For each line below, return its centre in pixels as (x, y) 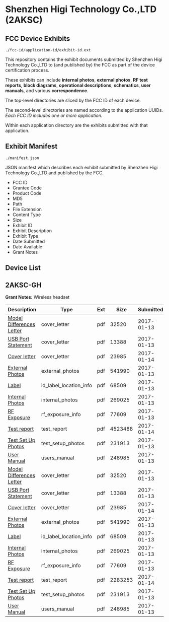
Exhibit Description (32, 231)
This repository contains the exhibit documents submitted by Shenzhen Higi (84, 59)
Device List (23, 268)
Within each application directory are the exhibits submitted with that (77, 125)
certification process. (27, 70)
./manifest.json (22, 158)
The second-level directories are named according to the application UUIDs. (84, 110)
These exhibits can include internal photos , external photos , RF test (77, 80)
